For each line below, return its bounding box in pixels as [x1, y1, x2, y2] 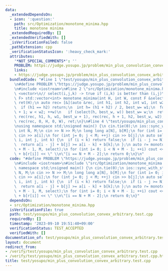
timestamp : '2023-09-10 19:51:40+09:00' [9, 221, 95, 226]
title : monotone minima [14, 26, 64, 31]
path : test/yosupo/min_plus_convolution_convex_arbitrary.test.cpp [9, 212, 153, 217]
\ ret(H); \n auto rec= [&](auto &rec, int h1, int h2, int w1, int [14, 100, 157, 105]
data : [5, 7, 16, 12]
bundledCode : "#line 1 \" [9, 77, 64, 82]
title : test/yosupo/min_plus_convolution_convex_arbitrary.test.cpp [5, 258, 151, 263]
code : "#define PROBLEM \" [9, 156, 66, 161]
